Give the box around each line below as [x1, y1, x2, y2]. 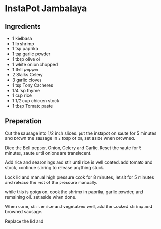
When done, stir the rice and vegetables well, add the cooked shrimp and [5, 204, 153, 209]
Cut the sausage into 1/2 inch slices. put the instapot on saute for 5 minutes [5, 130, 157, 136]
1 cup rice [12, 92, 32, 98]
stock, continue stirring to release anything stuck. [5, 164, 105, 170]
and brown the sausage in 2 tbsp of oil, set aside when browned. [5, 135, 136, 141]
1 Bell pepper [12, 67, 39, 72]
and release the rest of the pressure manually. [5, 179, 98, 185]
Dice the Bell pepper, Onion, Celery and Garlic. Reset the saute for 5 [5, 145, 142, 151]
